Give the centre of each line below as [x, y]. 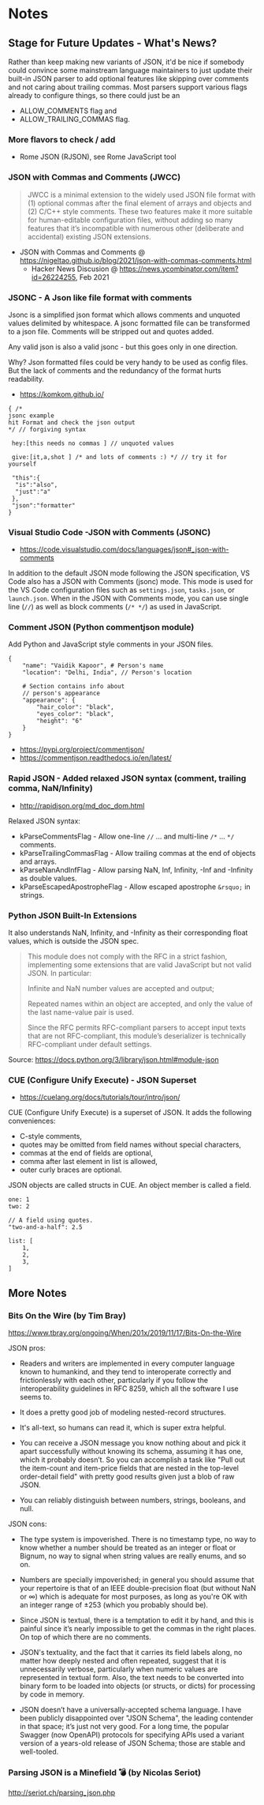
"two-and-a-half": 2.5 [45, 1227]
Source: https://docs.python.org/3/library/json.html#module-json [113, 1060]
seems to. [35, 1397]
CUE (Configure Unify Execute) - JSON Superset [102, 1080]
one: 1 [19, 1200]
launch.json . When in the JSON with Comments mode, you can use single [128, 598]
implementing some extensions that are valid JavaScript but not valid [139, 965]
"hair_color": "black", [75, 707]
